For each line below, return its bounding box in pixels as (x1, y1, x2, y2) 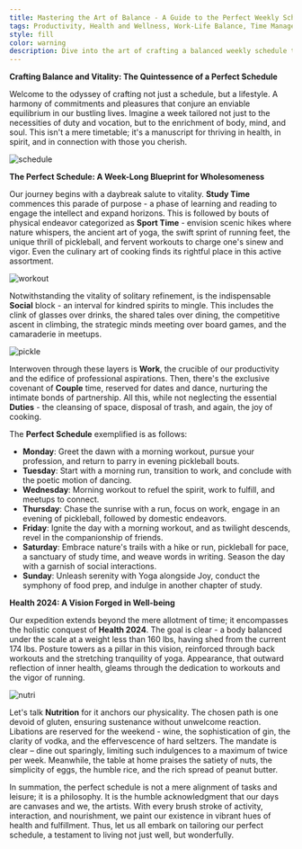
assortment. (9, 255, 54, 266)
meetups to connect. (22, 494, 100, 505)
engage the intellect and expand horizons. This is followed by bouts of (9, 208, 270, 219)
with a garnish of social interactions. (22, 561, 157, 572)
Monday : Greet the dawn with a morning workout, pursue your (22, 446, 254, 457)
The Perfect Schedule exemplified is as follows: (9, 429, 188, 440)
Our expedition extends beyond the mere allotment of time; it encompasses (9, 615, 289, 626)
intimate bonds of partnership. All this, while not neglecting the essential (9, 392, 277, 403)
